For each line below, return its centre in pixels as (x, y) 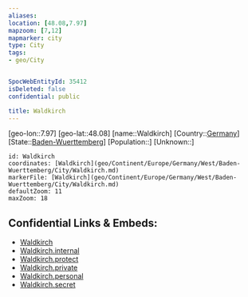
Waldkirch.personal (51, 276)
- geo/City (26, 61)
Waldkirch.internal (49, 251)
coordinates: (30, 164)
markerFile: (28, 178)
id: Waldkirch (32, 156)
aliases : (23, 16)
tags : (17, 53)
